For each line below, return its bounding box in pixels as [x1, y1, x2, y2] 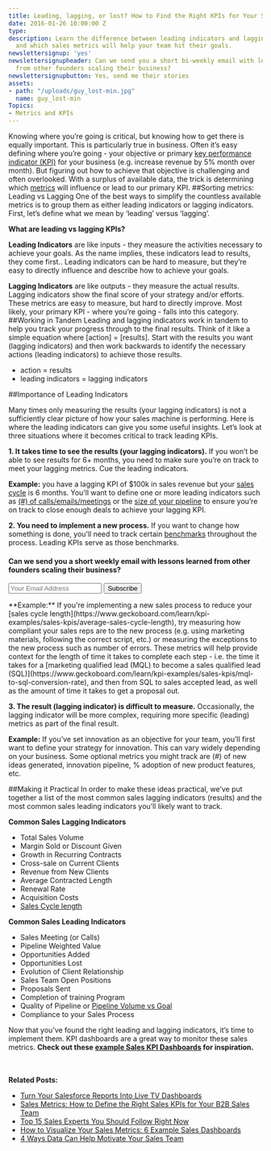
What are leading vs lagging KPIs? [8, 224, 126, 234]
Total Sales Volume [19, 832, 85, 843]
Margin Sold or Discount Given [19, 841, 123, 851]
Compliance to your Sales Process [19, 1010, 135, 1020]
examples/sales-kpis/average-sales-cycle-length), [8, 618, 177, 628]
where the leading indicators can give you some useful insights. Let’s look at [8, 423, 262, 432]
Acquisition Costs [19, 893, 79, 903]
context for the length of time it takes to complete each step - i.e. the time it [8, 652, 260, 661]
